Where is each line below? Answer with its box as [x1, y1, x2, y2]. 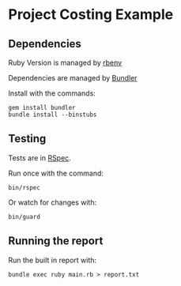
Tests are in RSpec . [8, 152, 71, 163]
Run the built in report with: [8, 255, 97, 265]
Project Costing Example [8, 6, 174, 24]
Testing [8, 132, 47, 145]
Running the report [8, 235, 104, 248]
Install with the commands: [8, 88, 96, 98]
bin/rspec [8, 183, 41, 191]
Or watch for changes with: [8, 198, 97, 207]
